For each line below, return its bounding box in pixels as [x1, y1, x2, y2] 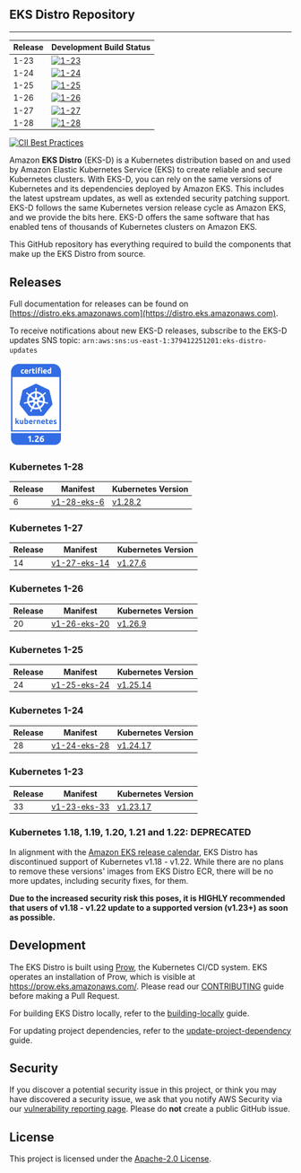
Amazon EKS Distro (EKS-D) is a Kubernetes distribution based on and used [9, 154, 291, 165]
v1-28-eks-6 [50, 497, 105, 507]
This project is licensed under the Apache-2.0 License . [9, 1153, 212, 1164]
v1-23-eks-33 [50, 801, 110, 812]
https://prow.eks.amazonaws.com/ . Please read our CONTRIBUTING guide [9, 981, 285, 992]
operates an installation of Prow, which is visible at [9, 971, 195, 982]
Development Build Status [50, 42, 150, 53]
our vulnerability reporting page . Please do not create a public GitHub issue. [9, 1104, 291, 1115]
